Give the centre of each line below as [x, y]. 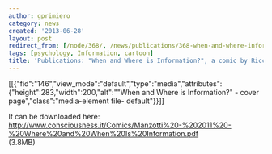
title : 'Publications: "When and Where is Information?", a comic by [128, 61]
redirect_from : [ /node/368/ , [57, 46]
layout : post [30, 38]
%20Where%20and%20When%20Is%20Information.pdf [104, 133]
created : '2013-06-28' [47, 31]
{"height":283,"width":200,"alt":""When [74, 92]
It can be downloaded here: [54, 116]
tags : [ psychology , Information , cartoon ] [81, 53]
